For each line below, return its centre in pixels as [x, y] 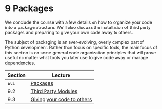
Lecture [61, 75]
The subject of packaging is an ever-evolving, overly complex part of [75, 42]
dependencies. [20, 63]
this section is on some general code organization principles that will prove [81, 53]
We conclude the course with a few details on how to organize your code [79, 22]
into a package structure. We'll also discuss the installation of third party [78, 27]
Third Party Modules [54, 91]
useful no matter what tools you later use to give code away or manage [77, 57]
